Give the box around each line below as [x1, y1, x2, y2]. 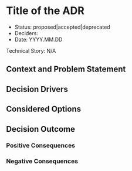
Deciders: [14, 29, 38, 36]
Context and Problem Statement [6, 64, 126, 74]
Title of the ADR [6, 4, 85, 18]
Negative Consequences [6, 157, 78, 165]
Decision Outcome [6, 124, 75, 134]
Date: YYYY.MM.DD [14, 36, 63, 43]
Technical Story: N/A [6, 47, 56, 54]
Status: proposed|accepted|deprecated [14, 23, 110, 30]
